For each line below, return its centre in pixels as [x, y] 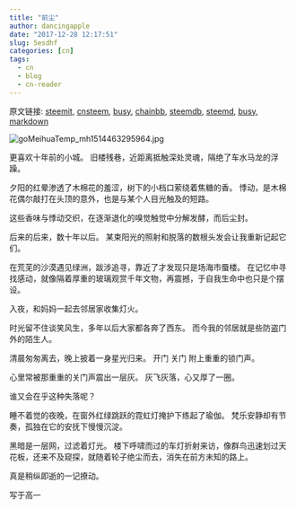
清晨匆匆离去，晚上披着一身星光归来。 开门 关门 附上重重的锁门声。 [135, 358]
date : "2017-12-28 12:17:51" [64, 34]
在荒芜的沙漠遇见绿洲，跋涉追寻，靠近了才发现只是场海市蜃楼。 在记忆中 [144, 267]
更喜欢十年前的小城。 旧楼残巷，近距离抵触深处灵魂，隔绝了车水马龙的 [140, 157]
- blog [30, 76]
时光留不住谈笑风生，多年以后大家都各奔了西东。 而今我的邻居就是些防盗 [144, 328]
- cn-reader [40, 84]
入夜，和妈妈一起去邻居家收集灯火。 [76, 308]
